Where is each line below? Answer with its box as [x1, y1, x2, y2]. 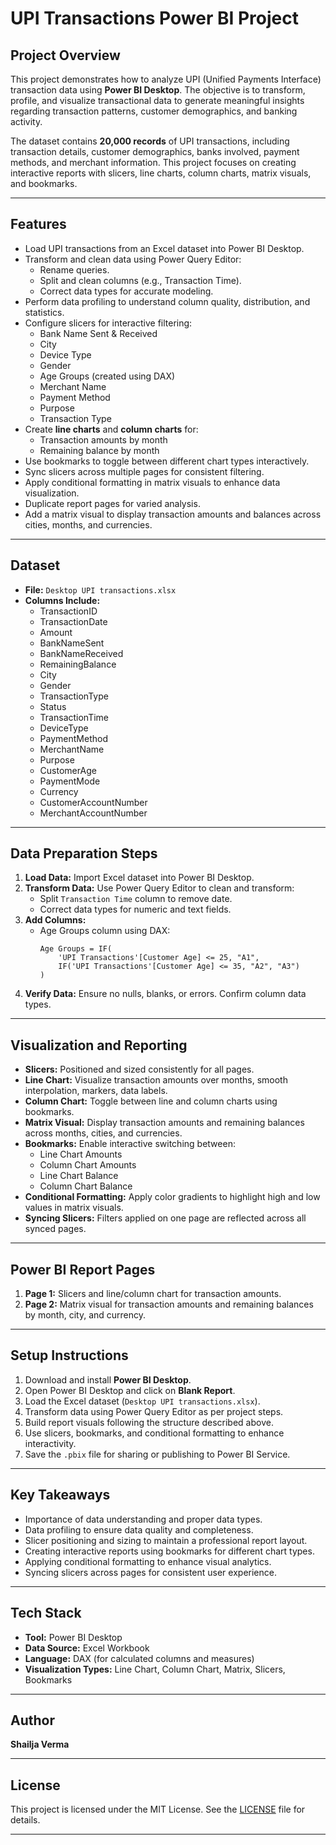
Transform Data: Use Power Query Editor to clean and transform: [24, 882, 295, 894]
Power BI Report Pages [10, 1261, 156, 1278]
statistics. [24, 306, 65, 318]
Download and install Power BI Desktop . [24, 1373, 192, 1386]
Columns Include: [24, 594, 101, 606]
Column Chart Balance [39, 1180, 133, 1192]
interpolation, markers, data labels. [24, 1085, 168, 1097]
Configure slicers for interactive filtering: [24, 317, 193, 329]
